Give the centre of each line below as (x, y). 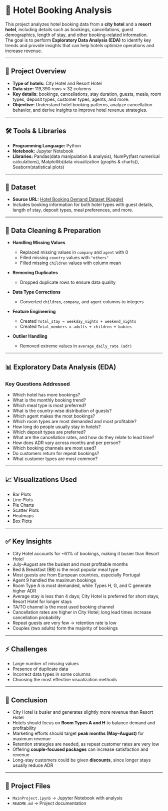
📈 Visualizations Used (41, 480)
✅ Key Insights (28, 542)
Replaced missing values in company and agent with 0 (74, 252)
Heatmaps (23, 515)
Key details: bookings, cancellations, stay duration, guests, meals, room (87, 94)
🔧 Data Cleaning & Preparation (53, 230)
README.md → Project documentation (49, 803)
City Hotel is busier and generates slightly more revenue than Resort (83, 712)
